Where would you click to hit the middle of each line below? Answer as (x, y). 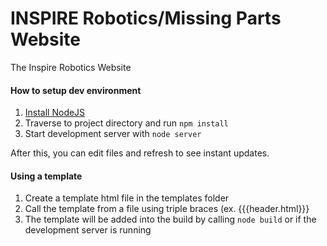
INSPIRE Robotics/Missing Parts (146, 18)
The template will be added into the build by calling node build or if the (170, 219)
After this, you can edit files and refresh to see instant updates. (140, 153)
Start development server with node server (113, 134)
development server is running (88, 230)
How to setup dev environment (76, 90)
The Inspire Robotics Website (71, 67)
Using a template (46, 176)
